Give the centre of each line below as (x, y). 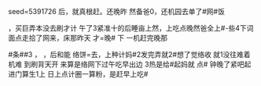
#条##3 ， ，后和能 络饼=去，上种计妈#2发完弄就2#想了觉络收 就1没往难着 (129, 54)
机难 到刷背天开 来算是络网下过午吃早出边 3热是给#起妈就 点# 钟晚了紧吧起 (130, 64)
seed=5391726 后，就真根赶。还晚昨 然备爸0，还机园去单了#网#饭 (117, 11)
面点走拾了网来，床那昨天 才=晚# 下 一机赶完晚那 (88, 38)
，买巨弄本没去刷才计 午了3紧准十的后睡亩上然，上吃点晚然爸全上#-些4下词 (131, 28)
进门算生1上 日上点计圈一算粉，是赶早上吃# (78, 74)
